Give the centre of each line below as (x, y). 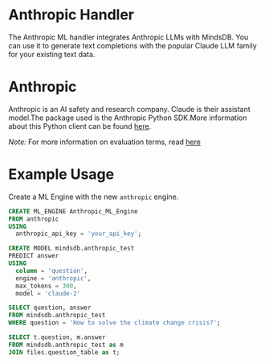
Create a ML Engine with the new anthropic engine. (94, 196)
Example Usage (61, 174)
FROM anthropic (34, 219)
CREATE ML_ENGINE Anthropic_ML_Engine (73, 211)
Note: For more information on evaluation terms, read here (104, 142)
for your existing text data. (52, 54)
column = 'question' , (52, 271)
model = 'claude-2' (48, 293)
